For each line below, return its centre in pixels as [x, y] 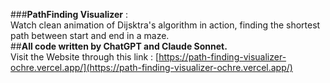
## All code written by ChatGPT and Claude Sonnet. [119, 46]
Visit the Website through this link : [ [85, 57]
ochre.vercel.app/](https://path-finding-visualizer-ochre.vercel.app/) [151, 67]
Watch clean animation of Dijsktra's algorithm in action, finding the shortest [165, 25]
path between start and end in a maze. [90, 35]
